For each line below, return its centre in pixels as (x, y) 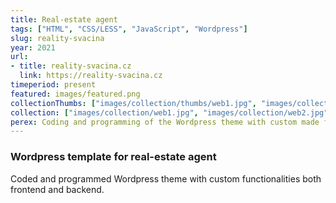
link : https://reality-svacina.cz (91, 76)
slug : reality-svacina (57, 38)
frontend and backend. (57, 189)
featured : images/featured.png (75, 94)
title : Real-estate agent (64, 19)
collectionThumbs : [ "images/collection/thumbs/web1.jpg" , (133, 103)
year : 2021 (33, 47)
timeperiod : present (53, 85)
